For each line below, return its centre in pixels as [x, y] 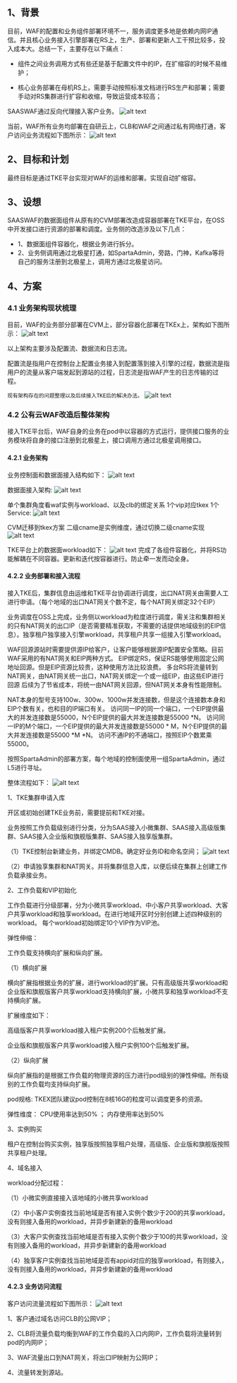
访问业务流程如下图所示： [50, 135]
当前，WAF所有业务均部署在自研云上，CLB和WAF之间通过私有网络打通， [114, 126]
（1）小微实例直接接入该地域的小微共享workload [78, 1198]
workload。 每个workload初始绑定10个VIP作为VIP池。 [85, 922]
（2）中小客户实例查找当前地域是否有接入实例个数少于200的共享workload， [118, 1212]
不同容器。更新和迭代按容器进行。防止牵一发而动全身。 [112, 559]
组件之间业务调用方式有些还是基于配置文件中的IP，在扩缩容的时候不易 [119, 63]
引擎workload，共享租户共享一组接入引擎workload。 [148, 634]
